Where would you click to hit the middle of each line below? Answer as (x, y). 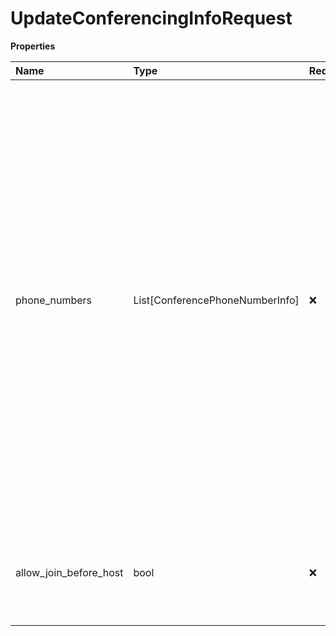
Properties (33, 46)
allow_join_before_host (69, 572)
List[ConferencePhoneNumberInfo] (216, 300)
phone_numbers (53, 300)
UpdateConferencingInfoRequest (151, 18)
